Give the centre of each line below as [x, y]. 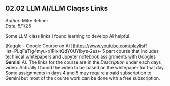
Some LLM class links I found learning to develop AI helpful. [68, 36]
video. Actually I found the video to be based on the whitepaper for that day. [85, 67]
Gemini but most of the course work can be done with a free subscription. [83, 78]
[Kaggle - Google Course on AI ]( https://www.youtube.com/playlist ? [76, 46]
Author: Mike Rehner [27, 20]
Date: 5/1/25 [18, 26]
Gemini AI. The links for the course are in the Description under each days [83, 62]
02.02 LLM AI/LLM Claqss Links [57, 8]
